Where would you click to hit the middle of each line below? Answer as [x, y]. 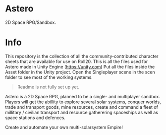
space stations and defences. [35, 118]
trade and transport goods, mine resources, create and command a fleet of [82, 107]
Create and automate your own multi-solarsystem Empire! [64, 127]
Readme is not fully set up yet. [48, 87]
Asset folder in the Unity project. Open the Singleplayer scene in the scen [80, 72]
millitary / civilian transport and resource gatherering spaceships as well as [82, 112]
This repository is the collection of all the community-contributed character [82, 56]
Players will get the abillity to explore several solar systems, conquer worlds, [83, 102]
